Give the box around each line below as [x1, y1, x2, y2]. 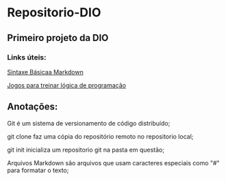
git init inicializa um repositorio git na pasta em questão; [7, 145, 164, 154]
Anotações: [7, 101, 58, 113]
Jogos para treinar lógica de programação [7, 81, 127, 89]
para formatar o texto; [7, 166, 69, 174]
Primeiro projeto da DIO [7, 32, 109, 44]
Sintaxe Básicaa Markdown [7, 68, 84, 76]
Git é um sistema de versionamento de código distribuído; [7, 119, 171, 127]
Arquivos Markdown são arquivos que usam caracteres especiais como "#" [7, 158, 221, 167]
